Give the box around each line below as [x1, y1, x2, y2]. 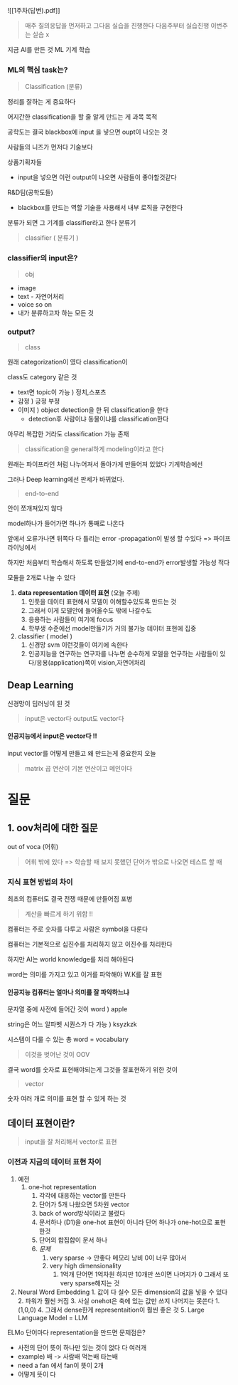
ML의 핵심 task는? [7, 65, 68, 75]
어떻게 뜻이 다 [17, 1369, 56, 1379]
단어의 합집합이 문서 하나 [38, 1236, 108, 1244]
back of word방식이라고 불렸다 [38, 1208, 126, 1217]
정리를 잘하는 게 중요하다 [7, 98, 76, 106]
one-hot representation [28, 1182, 97, 1191]
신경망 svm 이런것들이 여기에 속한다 [28, 640, 129, 649]
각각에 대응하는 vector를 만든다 [38, 1191, 126, 1199]
